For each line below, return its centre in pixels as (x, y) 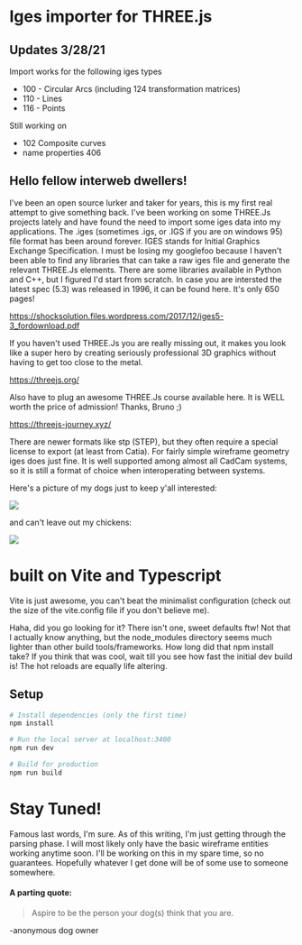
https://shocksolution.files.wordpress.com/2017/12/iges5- (117, 316)
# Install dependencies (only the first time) (98, 715)
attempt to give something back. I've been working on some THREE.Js (140, 212)
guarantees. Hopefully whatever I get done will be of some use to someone (149, 862)
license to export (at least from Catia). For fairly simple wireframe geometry (150, 451)
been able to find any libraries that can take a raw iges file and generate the (150, 260)
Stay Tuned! (55, 809)
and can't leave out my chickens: (71, 522)
